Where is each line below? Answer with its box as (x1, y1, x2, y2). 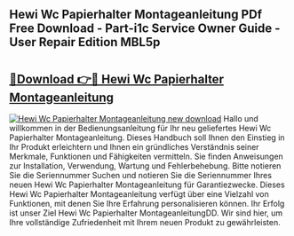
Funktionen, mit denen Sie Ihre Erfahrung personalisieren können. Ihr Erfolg (9, 199, 285, 208)
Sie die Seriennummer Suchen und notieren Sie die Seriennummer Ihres (9, 170, 273, 180)
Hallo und (223, 114, 259, 123)
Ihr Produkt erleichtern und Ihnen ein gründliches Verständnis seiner (9, 142, 259, 152)
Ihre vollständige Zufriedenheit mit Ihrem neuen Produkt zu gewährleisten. (9, 217, 282, 227)
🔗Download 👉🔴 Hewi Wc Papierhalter (9, 71, 225, 87)
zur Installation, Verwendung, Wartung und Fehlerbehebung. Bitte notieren (9, 161, 282, 171)
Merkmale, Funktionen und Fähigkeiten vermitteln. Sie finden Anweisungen (9, 151, 284, 161)
